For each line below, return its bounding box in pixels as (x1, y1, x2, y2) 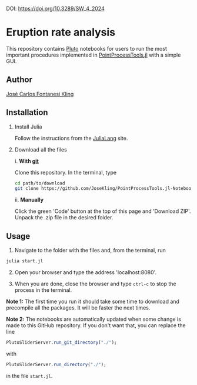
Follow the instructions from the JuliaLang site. (14, 134, 128, 142)
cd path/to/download (14, 180, 65, 186)
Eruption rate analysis (6, 26, 116, 39)
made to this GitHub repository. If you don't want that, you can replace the (6, 322, 186, 329)
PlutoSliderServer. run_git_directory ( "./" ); (6, 340, 117, 345)
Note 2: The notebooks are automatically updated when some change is (6, 315, 181, 323)
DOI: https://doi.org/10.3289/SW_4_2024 (6, 5, 105, 12)
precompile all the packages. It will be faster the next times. (6, 304, 151, 311)
